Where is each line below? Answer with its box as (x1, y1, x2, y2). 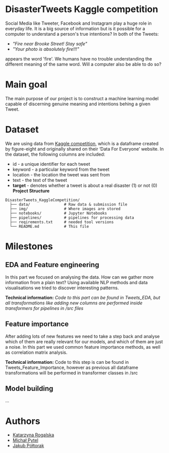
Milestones (5, 241, 53, 252)
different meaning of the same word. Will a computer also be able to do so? (5, 61, 161, 67)
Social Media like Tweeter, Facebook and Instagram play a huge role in (5, 20, 152, 26)
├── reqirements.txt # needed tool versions (10, 219, 114, 225)
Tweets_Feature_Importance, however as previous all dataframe (5, 364, 139, 370)
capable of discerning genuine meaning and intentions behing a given (5, 101, 150, 107)
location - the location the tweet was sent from (12, 171, 110, 177)
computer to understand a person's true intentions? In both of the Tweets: (5, 31, 159, 37)
